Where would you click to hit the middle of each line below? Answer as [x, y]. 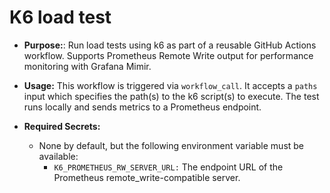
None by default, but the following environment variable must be [171, 145]
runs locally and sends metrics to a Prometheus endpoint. [142, 107]
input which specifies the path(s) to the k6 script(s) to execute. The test [171, 96]
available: [58, 156]
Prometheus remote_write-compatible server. [147, 177]
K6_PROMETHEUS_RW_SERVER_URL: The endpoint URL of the [168, 167]
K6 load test [60, 17]
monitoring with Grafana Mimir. [87, 66]
